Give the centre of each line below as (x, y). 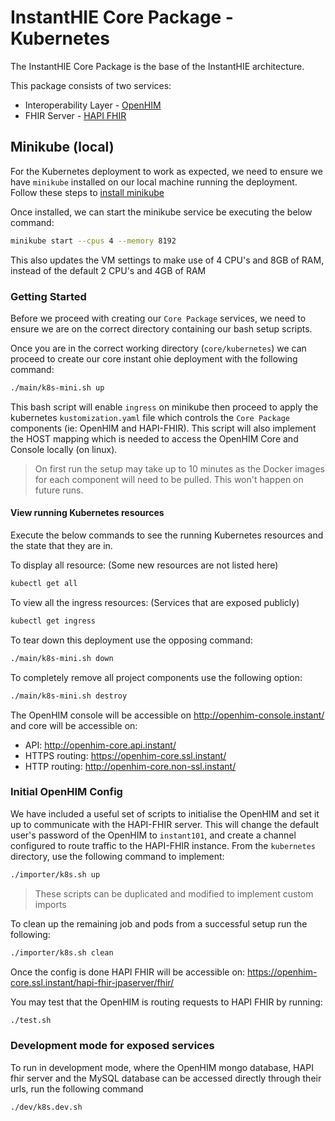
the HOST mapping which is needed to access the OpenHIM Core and (154, 438)
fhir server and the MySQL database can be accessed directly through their (166, 1078)
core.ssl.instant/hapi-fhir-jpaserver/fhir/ (92, 982)
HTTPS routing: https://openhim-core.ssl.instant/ (125, 755)
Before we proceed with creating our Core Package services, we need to (158, 318)
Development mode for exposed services (112, 1046)
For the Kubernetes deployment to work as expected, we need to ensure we (166, 171)
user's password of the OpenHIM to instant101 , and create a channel (153, 835)
